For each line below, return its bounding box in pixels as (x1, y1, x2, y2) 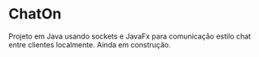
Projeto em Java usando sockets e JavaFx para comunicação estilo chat (8, 31, 251, 41)
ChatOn (8, 5, 62, 23)
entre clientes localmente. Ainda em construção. (8, 39, 171, 49)
